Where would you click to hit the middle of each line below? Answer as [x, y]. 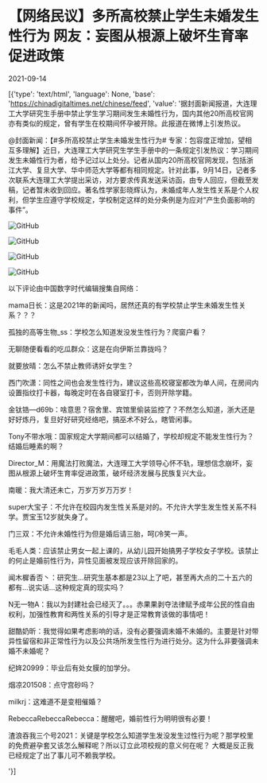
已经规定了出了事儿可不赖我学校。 [64, 755]
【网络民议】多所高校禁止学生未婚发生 [134, 16]
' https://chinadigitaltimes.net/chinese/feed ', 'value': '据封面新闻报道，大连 [129, 103]
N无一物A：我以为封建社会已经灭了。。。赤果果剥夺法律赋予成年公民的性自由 [132, 604]
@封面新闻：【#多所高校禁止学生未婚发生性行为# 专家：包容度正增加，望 [127, 140]
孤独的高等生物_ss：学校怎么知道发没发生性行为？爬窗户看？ [108, 331]
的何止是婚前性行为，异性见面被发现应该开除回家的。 [95, 560]
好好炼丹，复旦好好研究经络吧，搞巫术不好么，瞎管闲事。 [102, 419]
